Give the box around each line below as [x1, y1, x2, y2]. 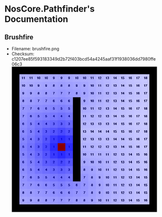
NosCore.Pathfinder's [4, 3, 95, 15]
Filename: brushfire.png [11, 46, 59, 51]
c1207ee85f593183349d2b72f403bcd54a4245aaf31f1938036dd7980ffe [11, 56, 156, 62]
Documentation [4, 14, 69, 25]
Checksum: [11, 51, 35, 57]
